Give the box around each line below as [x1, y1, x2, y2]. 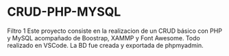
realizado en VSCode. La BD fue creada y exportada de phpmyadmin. [7, 41, 204, 49]
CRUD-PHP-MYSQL [7, 4, 121, 20]
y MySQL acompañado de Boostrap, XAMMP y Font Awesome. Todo [7, 33, 200, 42]
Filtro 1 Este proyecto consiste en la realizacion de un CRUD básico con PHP [7, 27, 223, 35]
